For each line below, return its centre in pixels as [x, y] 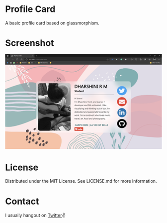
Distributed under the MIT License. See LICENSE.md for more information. [81, 181]
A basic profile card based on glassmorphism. [52, 23]
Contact [22, 201]
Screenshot [30, 43]
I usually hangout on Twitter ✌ [35, 216]
